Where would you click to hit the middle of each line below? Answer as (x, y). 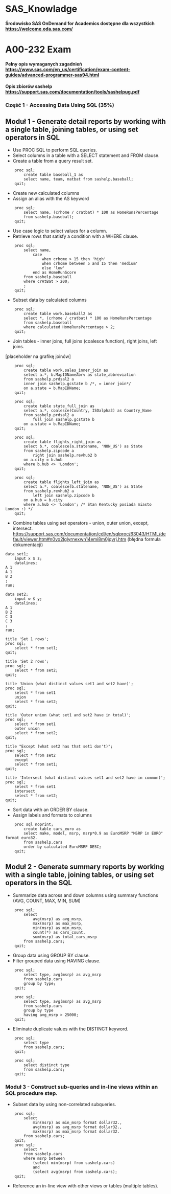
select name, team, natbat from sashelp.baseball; (79, 179)
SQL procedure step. (31, 1093)
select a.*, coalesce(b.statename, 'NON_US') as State (83, 486)
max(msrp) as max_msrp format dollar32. (76, 1132)
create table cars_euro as (52, 829)
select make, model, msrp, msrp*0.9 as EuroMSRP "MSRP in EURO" (93, 833)
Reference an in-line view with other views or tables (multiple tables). (86, 1186)
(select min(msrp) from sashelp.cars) (74, 1163)
